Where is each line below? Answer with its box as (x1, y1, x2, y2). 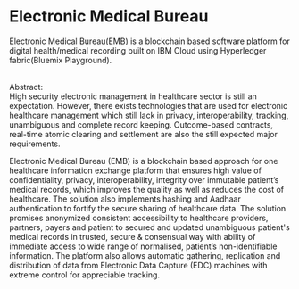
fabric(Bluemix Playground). (9, 54, 112, 65)
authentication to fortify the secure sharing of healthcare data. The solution (9, 202, 287, 213)
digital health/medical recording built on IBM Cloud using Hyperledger (9, 45, 267, 55)
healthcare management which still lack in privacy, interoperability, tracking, (9, 110, 289, 120)
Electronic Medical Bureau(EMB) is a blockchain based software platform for (9, 36, 290, 46)
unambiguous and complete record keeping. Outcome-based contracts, (9, 119, 274, 130)
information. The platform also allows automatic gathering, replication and (9, 250, 281, 260)
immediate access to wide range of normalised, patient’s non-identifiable (9, 241, 278, 252)
